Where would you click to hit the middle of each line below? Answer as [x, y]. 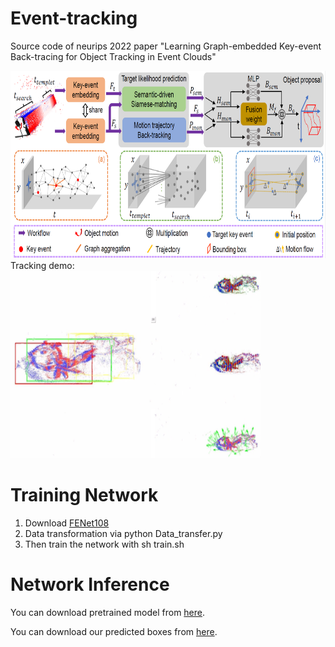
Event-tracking [74, 18]
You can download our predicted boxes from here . [114, 631]
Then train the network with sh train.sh [104, 544]
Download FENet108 [67, 523]
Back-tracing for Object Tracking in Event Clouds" [113, 56]
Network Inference [90, 584]
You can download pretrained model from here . [108, 612]
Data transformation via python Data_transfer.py [123, 533]
